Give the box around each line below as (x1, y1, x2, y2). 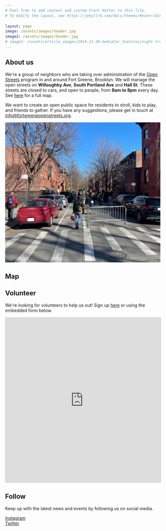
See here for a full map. (5, 92, 53, 98)
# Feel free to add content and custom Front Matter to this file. (5, 8, 147, 13)
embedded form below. (5, 307, 53, 313)
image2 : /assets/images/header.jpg (5, 34, 78, 39)
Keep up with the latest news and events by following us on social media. (5, 505, 154, 511)
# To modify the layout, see (5, 13, 65, 18)
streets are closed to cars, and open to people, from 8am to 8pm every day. (5, 87, 159, 93)
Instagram (5, 515, 26, 521)
